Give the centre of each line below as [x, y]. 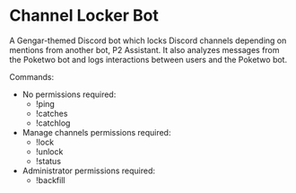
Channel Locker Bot [84, 16]
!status [48, 161]
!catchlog [53, 123]
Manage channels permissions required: [96, 132]
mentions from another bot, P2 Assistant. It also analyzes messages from [144, 49]
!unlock [49, 151]
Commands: [32, 76]
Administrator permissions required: [88, 171]
